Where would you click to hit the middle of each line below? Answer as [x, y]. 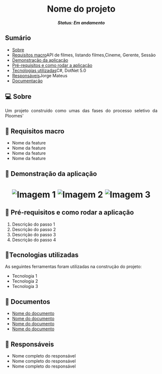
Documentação [27, 81]
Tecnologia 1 [24, 276]
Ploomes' [15, 116]
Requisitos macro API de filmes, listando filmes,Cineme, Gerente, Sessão [84, 55]
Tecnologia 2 [25, 281]
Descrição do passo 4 [34, 240]
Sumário [18, 38]
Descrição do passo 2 [34, 229]
